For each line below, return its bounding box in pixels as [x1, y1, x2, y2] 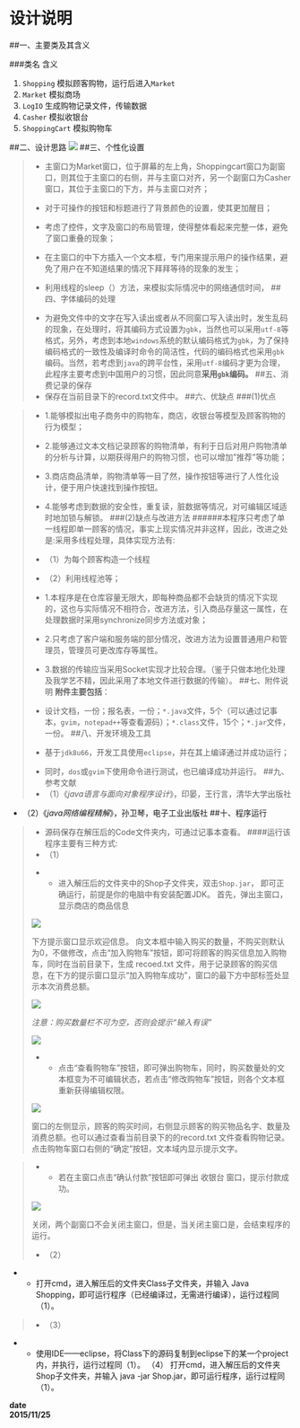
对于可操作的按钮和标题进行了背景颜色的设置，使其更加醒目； [44, 202, 273, 213]
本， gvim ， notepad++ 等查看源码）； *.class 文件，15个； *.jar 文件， [44, 716, 291, 727]
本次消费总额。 [39, 981, 95, 992]
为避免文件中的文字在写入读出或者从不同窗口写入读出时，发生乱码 [44, 312, 288, 323]
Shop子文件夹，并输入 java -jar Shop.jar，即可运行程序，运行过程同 [35, 1371, 286, 1381]
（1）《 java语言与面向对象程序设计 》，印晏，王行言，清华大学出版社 [44, 788, 292, 799]
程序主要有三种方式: [44, 837, 118, 849]
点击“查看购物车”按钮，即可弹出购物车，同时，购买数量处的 [57, 1062, 278, 1073]
